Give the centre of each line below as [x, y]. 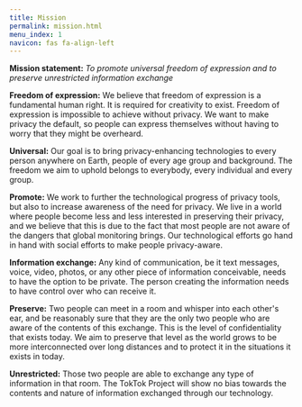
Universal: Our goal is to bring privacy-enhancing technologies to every [143, 151]
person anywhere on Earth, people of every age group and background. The [151, 161]
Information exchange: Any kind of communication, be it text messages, [145, 263]
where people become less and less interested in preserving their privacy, [146, 216]
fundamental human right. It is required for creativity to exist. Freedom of [145, 105]
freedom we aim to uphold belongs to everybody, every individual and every [151, 170]
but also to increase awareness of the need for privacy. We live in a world [146, 207]
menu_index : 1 [36, 34]
